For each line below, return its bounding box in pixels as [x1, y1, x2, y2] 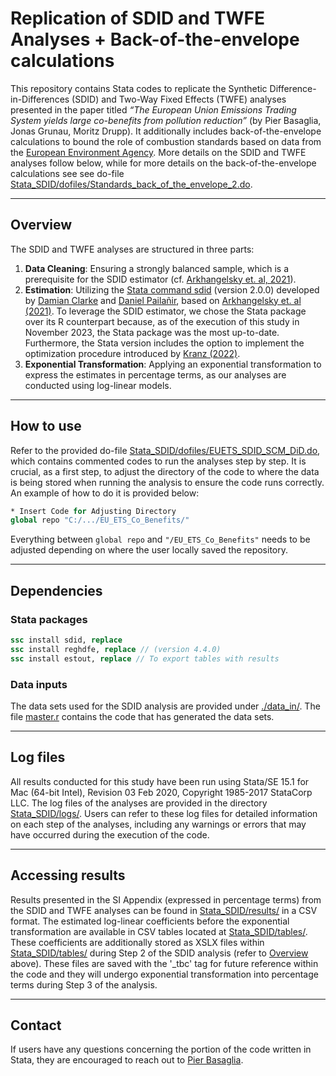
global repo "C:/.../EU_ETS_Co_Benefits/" [10, 515, 190, 526]
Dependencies [10, 582, 103, 599]
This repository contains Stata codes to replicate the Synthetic [10, 82, 268, 94]
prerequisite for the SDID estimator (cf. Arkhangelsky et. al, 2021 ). [24, 273, 297, 285]
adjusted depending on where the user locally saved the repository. [10, 544, 289, 556]
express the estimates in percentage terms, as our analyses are [24, 368, 287, 381]
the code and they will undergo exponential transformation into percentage [10, 968, 319, 980]
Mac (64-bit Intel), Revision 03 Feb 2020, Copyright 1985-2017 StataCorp [10, 786, 313, 798]
